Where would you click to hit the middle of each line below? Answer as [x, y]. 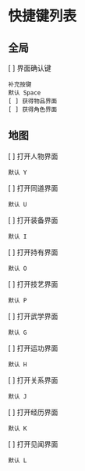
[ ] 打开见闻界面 [33, 444]
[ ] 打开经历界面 [33, 412]
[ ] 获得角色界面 [32, 109]
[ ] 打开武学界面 [33, 316]
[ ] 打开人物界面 [33, 156]
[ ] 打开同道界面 [33, 188]
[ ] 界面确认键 [30, 68]
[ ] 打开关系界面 [33, 380]
